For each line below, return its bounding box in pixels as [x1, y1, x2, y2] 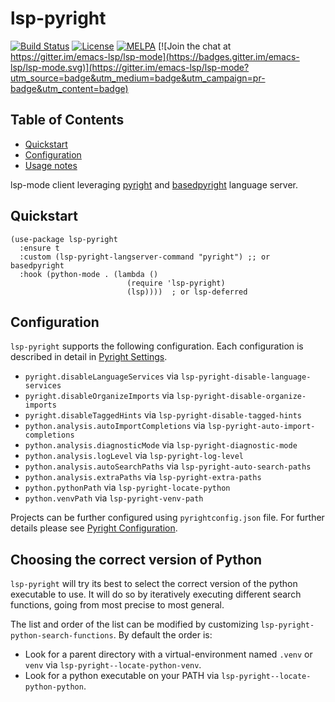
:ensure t [19, 243, 60, 253]
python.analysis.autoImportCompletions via [24, 420, 206, 432]
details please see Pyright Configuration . [10, 522, 178, 534]
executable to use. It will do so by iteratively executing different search [10, 588, 302, 601]
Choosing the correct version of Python [10, 551, 263, 568]
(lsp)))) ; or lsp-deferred [126, 287, 248, 297]
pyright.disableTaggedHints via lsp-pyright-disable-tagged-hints [24, 409, 303, 421]
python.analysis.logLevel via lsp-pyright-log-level [24, 450, 244, 462]
